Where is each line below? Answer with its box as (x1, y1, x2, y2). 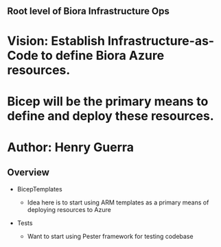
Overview (7, 167, 50, 178)
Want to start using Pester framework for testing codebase (27, 232, 194, 240)
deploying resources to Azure (27, 205, 111, 213)
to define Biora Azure (40, 47, 165, 63)
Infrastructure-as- (107, 33, 215, 49)
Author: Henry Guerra (7, 139, 135, 155)
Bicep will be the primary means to (7, 93, 209, 109)
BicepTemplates (16, 185, 63, 193)
